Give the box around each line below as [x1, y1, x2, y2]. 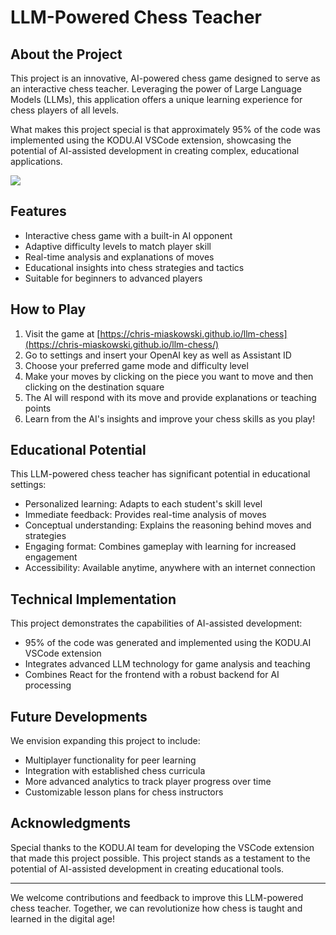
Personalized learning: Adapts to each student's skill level [24, 498, 263, 510]
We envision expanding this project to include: [10, 735, 201, 747]
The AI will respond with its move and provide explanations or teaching [24, 391, 317, 403]
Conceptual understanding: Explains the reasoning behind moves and [24, 519, 312, 531]
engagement [24, 551, 78, 563]
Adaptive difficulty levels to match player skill [24, 240, 212, 252]
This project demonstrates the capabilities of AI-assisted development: [10, 617, 303, 630]
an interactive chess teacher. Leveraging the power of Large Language [10, 83, 302, 95]
